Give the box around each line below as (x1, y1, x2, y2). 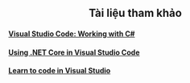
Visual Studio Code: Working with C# (8, 28, 135, 39)
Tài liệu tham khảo (88, 6, 183, 20)
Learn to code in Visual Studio (8, 66, 111, 76)
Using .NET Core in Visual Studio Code (8, 48, 140, 57)
